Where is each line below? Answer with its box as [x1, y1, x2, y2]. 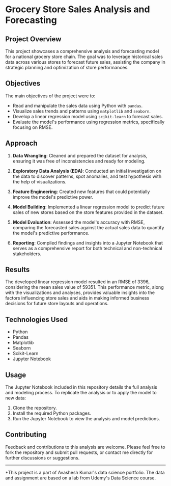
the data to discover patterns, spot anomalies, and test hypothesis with [12, 173, 162, 179]
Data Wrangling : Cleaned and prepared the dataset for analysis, [12, 152, 148, 158]
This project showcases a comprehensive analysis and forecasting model [5, 48, 159, 54]
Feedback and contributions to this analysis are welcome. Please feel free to [5, 444, 165, 450]
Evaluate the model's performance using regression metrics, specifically [12, 119, 165, 125]
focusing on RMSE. [12, 124, 53, 130]
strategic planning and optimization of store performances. [5, 65, 129, 70]
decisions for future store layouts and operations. [5, 301, 109, 307]
